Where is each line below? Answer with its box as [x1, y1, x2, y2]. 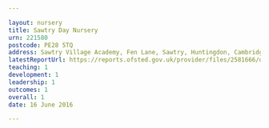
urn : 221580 [8, 34, 48, 42]
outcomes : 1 [8, 86, 48, 94]
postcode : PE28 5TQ [8, 41, 74, 49]
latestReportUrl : [8, 56, 66, 64]
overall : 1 [8, 93, 45, 101]
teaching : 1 [8, 63, 48, 72]
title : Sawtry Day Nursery [8, 26, 98, 34]
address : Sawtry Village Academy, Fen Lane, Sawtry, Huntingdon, [8, 49, 231, 57]
